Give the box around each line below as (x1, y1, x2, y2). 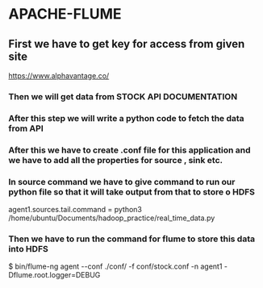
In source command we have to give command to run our (8, 176, 236, 187)
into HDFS (8, 243, 48, 254)
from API (8, 123, 44, 134)
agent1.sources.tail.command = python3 (8, 205, 143, 215)
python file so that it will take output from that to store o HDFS (8, 186, 256, 198)
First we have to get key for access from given (8, 37, 245, 51)
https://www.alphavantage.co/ (8, 71, 110, 81)
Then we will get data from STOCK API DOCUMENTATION (8, 90, 238, 102)
